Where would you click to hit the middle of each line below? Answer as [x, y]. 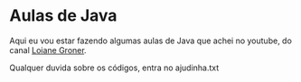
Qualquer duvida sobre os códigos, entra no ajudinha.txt [114, 68]
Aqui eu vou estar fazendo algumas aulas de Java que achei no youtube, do [150, 41]
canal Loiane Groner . [48, 50]
